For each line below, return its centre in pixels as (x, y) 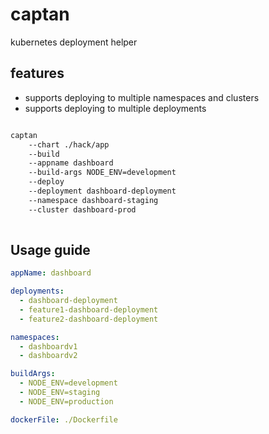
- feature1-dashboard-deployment (89, 309)
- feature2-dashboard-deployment (89, 319)
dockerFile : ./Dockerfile (64, 419)
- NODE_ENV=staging (60, 393)
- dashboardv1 (48, 346)
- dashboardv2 (48, 356)
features (37, 73)
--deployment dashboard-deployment (102, 191)
